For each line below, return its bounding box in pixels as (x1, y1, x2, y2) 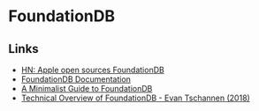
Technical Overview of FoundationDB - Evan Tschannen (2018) (20, 92, 251, 103)
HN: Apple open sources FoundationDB (20, 64, 164, 75)
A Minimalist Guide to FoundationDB (20, 84, 153, 93)
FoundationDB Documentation (20, 74, 132, 85)
